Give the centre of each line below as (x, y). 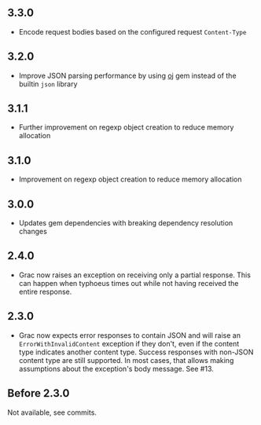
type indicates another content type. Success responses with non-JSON (136, 352)
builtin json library (48, 84)
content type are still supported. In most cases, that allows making (126, 360)
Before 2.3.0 (39, 393)
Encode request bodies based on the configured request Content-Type (132, 31)
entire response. (45, 291)
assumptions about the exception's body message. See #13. (116, 368)
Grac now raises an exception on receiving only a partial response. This (134, 275)
